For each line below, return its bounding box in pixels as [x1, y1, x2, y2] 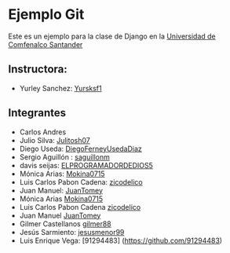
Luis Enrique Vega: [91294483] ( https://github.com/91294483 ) [19, 236, 222, 245]
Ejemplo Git [8, 5, 85, 24]
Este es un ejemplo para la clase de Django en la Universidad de [8, 31, 216, 41]
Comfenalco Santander [8, 39, 83, 49]
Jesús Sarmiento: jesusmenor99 [19, 227, 125, 236]
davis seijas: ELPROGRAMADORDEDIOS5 [19, 160, 153, 170]
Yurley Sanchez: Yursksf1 [19, 83, 102, 93]
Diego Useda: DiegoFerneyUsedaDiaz [19, 144, 143, 153]
